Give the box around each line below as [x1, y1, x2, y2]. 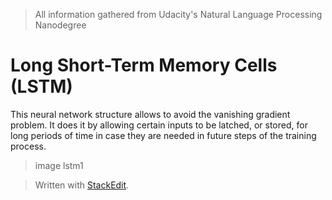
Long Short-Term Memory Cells [10, 54, 278, 77]
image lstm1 [34, 159, 84, 171]
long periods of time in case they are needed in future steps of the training [10, 129, 317, 141]
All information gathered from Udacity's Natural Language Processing [34, 9, 323, 20]
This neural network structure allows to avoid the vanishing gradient [10, 108, 291, 120]
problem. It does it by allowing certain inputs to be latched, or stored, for [10, 119, 308, 131]
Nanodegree [34, 19, 87, 31]
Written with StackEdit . [34, 179, 130, 191]
